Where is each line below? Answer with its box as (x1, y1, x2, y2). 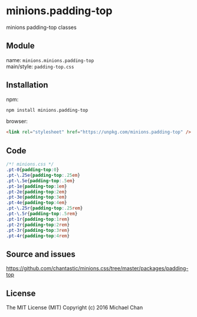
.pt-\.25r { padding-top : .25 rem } (6, 205, 83, 211)
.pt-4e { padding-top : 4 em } (6, 200, 67, 206)
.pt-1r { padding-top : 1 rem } (6, 216, 70, 222)
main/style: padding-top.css (6, 63, 74, 70)
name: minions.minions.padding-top (6, 56, 94, 63)
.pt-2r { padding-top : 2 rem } (6, 222, 70, 228)
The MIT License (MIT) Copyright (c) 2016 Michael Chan (6, 304, 143, 311)
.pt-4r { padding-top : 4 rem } (6, 232, 70, 239)
